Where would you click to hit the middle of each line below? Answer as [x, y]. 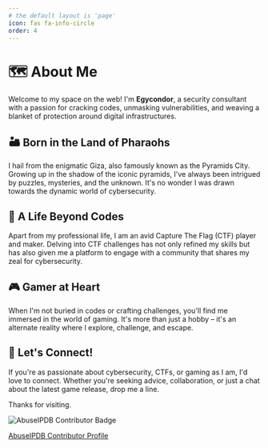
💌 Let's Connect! [51, 353]
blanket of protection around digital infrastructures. [92, 116]
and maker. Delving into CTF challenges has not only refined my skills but [129, 244]
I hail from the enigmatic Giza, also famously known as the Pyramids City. [129, 166]
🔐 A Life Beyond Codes [66, 216]
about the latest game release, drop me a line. [84, 389]
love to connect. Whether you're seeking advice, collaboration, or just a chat [134, 380]
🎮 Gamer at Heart [54, 288]
